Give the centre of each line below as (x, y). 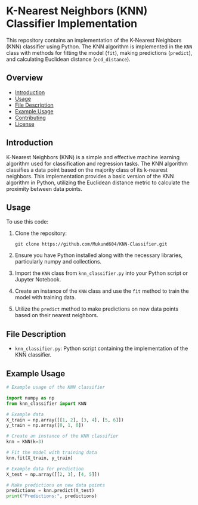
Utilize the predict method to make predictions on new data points (97, 309)
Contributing (30, 117)
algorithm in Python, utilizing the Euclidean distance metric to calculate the (98, 182)
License (24, 124)
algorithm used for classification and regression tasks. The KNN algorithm (97, 163)
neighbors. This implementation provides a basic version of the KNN (90, 176)
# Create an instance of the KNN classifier (62, 436)
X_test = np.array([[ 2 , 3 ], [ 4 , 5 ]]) (53, 474)
